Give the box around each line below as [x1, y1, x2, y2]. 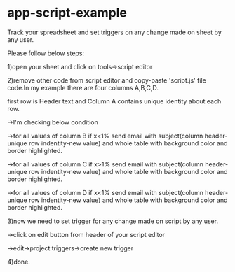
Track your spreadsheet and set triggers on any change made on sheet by [7, 28, 222, 36]
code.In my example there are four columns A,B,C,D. [7, 83, 159, 92]
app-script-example [7, 5, 128, 21]
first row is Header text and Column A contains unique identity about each [7, 96, 222, 106]
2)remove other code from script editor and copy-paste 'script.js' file [7, 76, 207, 85]
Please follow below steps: [7, 49, 85, 57]
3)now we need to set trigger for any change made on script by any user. [7, 217, 219, 225]
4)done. [7, 257, 30, 266]
